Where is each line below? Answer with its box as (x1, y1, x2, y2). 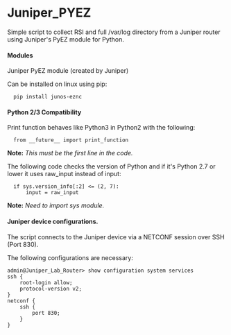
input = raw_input (25, 189, 79, 196)
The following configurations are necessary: (7, 253, 133, 261)
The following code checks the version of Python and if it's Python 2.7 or (7, 162, 216, 171)
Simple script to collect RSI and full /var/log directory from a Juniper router (7, 28, 221, 36)
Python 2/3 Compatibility (7, 108, 82, 116)
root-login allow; (19, 279, 73, 286)
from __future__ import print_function (13, 137, 129, 144)
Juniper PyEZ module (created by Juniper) (7, 67, 129, 75)
